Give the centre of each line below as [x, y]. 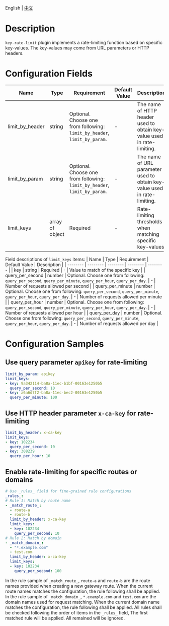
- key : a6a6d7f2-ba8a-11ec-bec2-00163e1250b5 [54, 393]
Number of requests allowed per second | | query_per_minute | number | [80, 286]
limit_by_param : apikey [30, 374]
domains [19, 480]
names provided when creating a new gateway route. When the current [79, 586]
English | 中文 [19, 8]
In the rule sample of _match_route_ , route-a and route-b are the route [78, 580]
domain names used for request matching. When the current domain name [82, 602]
